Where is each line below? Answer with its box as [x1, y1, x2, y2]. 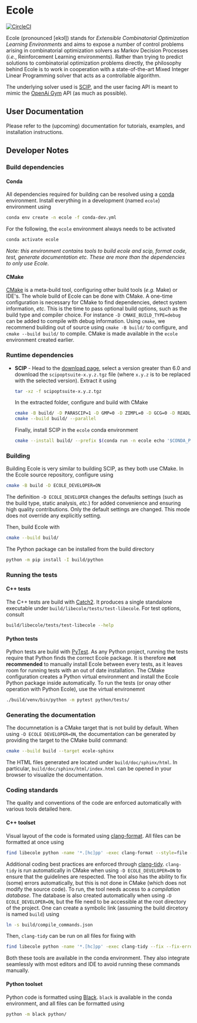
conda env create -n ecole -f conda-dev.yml [6, 215, 117, 221]
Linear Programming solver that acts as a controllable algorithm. [6, 72, 161, 79]
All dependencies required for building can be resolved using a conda [6, 191, 175, 198]
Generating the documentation [6, 711, 96, 719]
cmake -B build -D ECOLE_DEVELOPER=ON [6, 483, 101, 489]
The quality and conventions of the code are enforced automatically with [6, 799, 182, 807]
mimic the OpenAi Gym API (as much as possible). [6, 89, 128, 96]
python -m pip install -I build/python [6, 557, 104, 563]
